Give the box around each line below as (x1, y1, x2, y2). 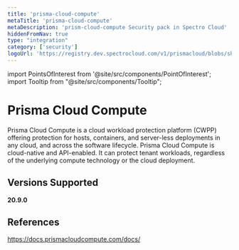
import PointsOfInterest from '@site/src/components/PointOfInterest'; (7, 69, 212, 78)
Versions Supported (7, 177, 98, 189)
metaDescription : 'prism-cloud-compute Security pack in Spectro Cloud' (7, 24, 228, 31)
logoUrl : (7, 51, 33, 58)
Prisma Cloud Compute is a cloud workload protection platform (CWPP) (7, 125, 217, 134)
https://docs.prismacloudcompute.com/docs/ (7, 235, 141, 244)
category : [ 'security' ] (7, 43, 78, 51)
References (7, 217, 60, 229)
